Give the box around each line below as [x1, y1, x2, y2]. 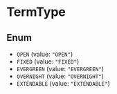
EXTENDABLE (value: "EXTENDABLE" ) [16, 79, 110, 87]
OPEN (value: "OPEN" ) [16, 50, 73, 58]
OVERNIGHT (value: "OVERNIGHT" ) [16, 72, 105, 80]
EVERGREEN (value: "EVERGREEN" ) [16, 65, 105, 73]
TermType [6, 4, 66, 20]
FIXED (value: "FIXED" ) [16, 57, 80, 66]
